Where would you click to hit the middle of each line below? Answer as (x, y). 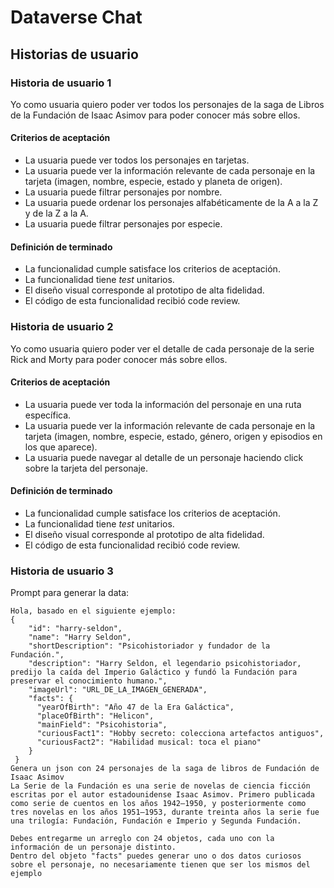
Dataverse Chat (76, 17)
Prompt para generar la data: (70, 593)
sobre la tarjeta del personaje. (86, 468)
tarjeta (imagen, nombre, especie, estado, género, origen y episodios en (173, 436)
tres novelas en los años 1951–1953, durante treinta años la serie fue (165, 812)
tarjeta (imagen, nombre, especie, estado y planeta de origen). (153, 182)
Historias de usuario (74, 54)
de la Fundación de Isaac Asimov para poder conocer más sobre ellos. (155, 115)
